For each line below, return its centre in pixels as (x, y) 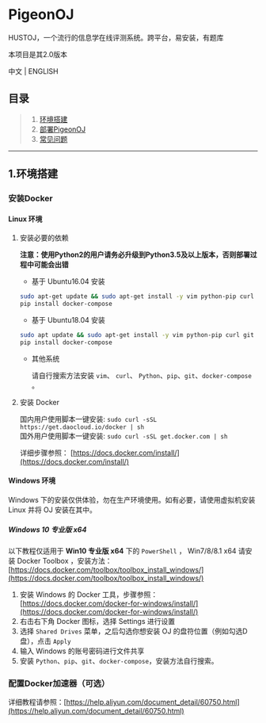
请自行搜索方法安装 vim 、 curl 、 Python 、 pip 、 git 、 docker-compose (141, 375)
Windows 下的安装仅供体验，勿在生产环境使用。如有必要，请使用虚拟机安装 (132, 499)
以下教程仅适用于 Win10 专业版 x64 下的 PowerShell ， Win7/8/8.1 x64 (122, 551)
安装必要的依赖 (44, 238)
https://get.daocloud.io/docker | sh (82, 427)
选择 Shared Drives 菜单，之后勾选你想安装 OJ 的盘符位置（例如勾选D (133, 631)
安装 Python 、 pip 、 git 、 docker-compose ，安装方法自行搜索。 (119, 660)
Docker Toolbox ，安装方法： (65, 560)
